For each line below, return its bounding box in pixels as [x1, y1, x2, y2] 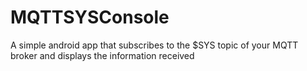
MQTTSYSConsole [10, 6, 170, 29]
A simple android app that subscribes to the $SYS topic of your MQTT [10, 39, 299, 51]
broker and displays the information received [10, 49, 195, 61]
